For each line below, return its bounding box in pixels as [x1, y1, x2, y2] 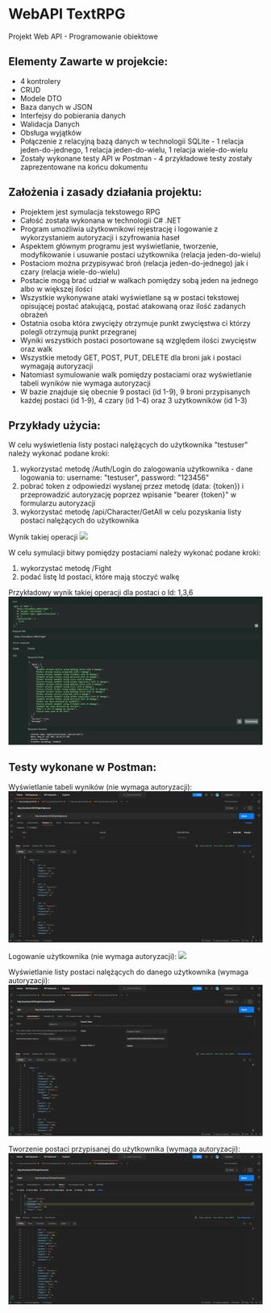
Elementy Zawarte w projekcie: [8, 55, 168, 69]
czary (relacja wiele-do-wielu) [19, 267, 121, 277]
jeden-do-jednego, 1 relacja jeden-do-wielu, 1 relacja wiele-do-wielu [19, 144, 248, 154]
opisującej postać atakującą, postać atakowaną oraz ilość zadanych [19, 301, 246, 311]
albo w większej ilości [19, 284, 93, 294]
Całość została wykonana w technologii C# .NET [19, 215, 181, 225]
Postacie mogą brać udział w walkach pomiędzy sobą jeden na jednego [19, 275, 259, 285]
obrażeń [19, 310, 48, 319]
